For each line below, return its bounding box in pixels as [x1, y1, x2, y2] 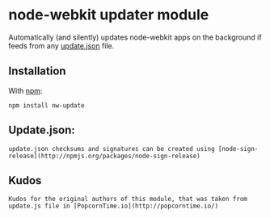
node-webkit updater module [8, 6, 209, 24]
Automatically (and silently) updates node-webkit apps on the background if [8, 32, 262, 42]
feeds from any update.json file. [8, 40, 115, 50]
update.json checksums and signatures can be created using [8, 145, 216, 153]
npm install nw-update [8, 101, 85, 110]
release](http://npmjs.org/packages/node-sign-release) [8, 152, 200, 160]
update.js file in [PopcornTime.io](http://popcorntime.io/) [8, 202, 219, 211]
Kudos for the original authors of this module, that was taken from [8, 195, 248, 203]
